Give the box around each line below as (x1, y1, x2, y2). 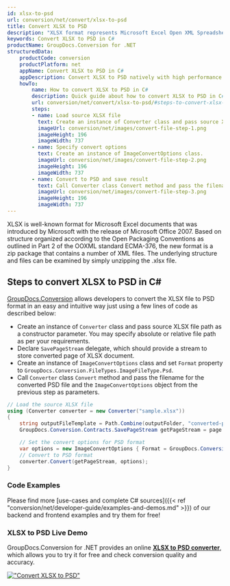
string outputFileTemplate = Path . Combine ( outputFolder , (19, 420, 186, 427)
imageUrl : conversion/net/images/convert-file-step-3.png (37, 188, 207, 195)
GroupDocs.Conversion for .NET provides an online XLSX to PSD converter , (7, 544, 222, 552)
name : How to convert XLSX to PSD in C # (31, 86, 149, 93)
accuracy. (7, 558, 36, 566)
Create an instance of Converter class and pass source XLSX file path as (16, 322, 222, 330)
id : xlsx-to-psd (7, 10, 53, 17)
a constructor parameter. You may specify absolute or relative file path (16, 330, 216, 338)
